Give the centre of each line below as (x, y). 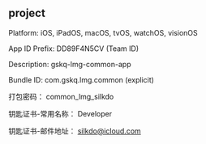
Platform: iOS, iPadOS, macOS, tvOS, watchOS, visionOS (103, 32)
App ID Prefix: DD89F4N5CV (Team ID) (74, 49)
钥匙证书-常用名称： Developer (60, 113)
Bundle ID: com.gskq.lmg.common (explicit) (81, 79)
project (27, 13)
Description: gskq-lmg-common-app (70, 64)
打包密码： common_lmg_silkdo (61, 96)
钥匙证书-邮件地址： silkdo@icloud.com (75, 131)
